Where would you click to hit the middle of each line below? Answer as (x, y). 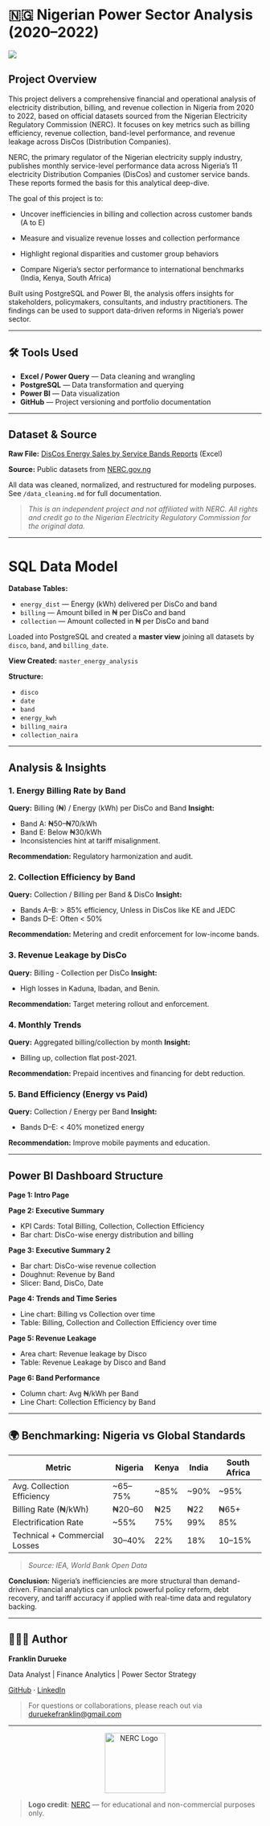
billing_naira (43, 727)
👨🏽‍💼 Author (38, 1639)
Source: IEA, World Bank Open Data (88, 1565)
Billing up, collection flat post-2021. (78, 1057)
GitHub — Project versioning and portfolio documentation (115, 402)
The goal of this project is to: (56, 198)
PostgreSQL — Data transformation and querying (102, 384)
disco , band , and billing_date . (58, 646)
